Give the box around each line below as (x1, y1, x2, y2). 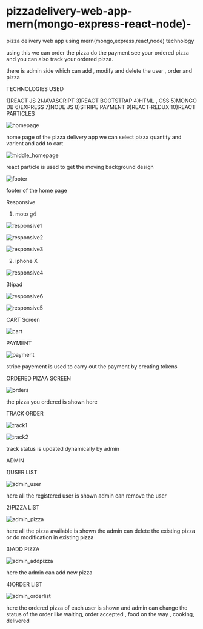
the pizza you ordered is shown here (6, 398, 98, 405)
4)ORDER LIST (6, 581, 42, 588)
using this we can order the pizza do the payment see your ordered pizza (6, 48, 190, 56)
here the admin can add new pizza (6, 568, 93, 576)
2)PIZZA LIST (6, 504, 40, 511)
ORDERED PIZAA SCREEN (6, 374, 72, 382)
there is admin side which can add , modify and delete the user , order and (6, 67, 193, 74)
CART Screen (6, 316, 41, 323)
